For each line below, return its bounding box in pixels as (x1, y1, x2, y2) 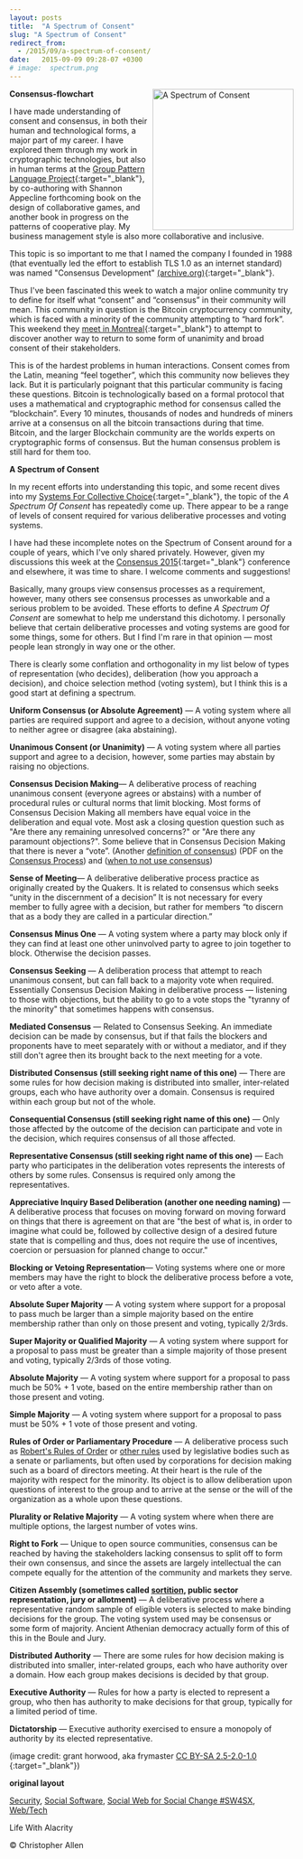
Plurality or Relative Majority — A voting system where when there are (9, 1510, 274, 1522)
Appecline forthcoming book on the (9, 192, 142, 203)
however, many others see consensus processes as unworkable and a (9, 593, 271, 603)
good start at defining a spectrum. (9, 687, 137, 698)
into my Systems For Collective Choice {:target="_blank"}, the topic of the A (9, 490, 289, 501)
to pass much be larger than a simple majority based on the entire (9, 1308, 254, 1319)
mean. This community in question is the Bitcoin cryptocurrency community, (9, 304, 293, 314)
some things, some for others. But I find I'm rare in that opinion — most (9, 631, 273, 642)
